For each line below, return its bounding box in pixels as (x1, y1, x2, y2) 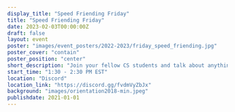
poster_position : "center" (7, 56, 86, 63)
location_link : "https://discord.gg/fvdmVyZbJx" (7, 81, 152, 88)
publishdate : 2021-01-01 (7, 95, 80, 102)
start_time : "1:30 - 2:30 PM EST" (7, 68, 108, 75)
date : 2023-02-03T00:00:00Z (7, 23, 90, 30)
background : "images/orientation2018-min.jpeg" (7, 88, 149, 95)
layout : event (7, 36, 49, 43)
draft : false (7, 29, 45, 37)
